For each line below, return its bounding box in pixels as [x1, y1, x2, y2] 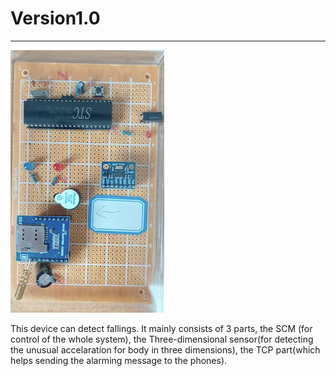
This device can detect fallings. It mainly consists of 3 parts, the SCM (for [10, 322, 313, 334]
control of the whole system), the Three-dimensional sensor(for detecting [10, 333, 314, 345]
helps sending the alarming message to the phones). [10, 354, 228, 366]
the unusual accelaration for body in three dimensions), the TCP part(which [10, 343, 321, 356]
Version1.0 [10, 7, 101, 30]
